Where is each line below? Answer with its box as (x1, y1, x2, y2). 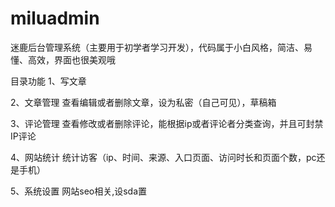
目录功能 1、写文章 (10, 75, 87, 87)
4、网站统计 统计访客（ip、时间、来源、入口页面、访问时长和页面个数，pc (10, 151, 317, 163)
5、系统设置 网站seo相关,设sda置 (10, 185, 148, 197)
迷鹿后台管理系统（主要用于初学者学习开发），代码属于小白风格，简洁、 (10, 41, 304, 53)
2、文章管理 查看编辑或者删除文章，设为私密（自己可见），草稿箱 (10, 96, 277, 108)
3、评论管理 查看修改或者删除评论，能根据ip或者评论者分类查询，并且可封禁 (10, 117, 324, 129)
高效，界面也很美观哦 (27, 53, 116, 66)
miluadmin (10, 7, 100, 30)
